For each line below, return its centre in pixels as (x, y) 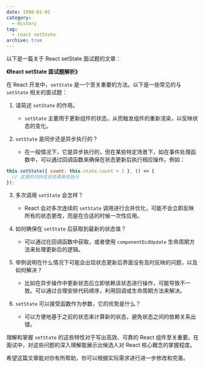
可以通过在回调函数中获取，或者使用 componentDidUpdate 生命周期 (107, 242)
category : (19, 18)
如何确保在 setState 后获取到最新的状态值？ (71, 228)
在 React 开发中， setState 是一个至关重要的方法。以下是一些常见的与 (94, 84)
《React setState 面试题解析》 (43, 72)
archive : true (24, 40)
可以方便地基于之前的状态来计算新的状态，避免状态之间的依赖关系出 (110, 316)
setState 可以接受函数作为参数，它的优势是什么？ (78, 303)
